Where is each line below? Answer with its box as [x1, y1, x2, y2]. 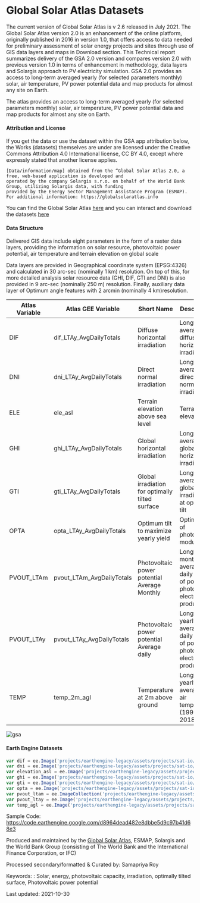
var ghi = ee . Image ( [6, 775, 58, 780]
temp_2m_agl [53, 694, 91, 702]
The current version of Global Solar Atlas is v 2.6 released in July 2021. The [6, 23, 191, 30]
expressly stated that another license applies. [6, 156, 118, 164]
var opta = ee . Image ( [6, 785, 60, 791]
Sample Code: [6, 813, 41, 820]
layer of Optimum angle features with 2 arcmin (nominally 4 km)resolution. [6, 287, 189, 294]
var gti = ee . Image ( [6, 780, 58, 786]
